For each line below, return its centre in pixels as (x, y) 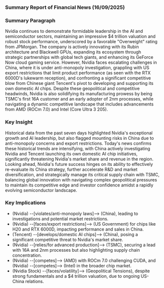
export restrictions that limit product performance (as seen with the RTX (78, 73)
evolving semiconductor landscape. (41, 190)
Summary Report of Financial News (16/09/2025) (65, 7)
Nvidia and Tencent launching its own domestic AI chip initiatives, (71, 154)
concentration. (27, 255)
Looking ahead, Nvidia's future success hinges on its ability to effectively (79, 164)
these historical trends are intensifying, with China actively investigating (78, 148)
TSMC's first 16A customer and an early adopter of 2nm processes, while (79, 99)
